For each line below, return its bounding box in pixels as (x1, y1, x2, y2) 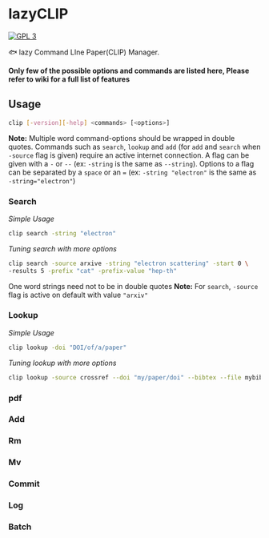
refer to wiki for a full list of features (8, 74, 130, 84)
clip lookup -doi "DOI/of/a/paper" (8, 343, 127, 351)
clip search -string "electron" (8, 229, 116, 237)
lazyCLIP (8, 5, 69, 23)
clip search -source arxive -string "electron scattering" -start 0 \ (8, 259, 249, 267)
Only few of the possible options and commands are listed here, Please (8, 66, 250, 75)
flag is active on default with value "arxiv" (8, 290, 148, 299)
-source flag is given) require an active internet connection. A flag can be (8, 150, 250, 160)
